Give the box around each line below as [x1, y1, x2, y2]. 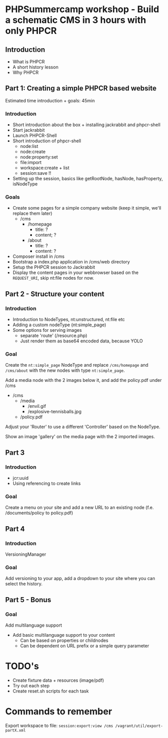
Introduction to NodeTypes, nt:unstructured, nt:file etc [12, 317, 125, 323]
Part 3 [5, 448, 25, 457]
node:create [20, 148, 46, 155]
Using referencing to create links [12, 480, 81, 487]
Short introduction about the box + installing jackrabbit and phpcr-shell [12, 122, 161, 128]
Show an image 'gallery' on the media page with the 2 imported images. [5, 434, 155, 440]
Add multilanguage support [5, 622, 62, 629]
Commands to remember [5, 706, 112, 717]
